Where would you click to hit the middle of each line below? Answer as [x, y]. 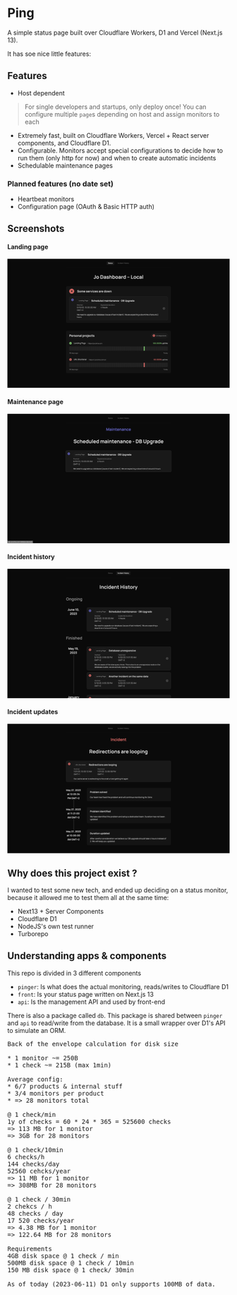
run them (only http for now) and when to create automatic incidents [117, 158]
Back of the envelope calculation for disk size [93, 1044]
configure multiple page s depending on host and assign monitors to [122, 114]
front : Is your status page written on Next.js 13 [85, 994]
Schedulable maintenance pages [65, 165]
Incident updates [33, 712]
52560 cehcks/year [39, 1171]
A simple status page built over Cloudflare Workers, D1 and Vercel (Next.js [115, 32]
